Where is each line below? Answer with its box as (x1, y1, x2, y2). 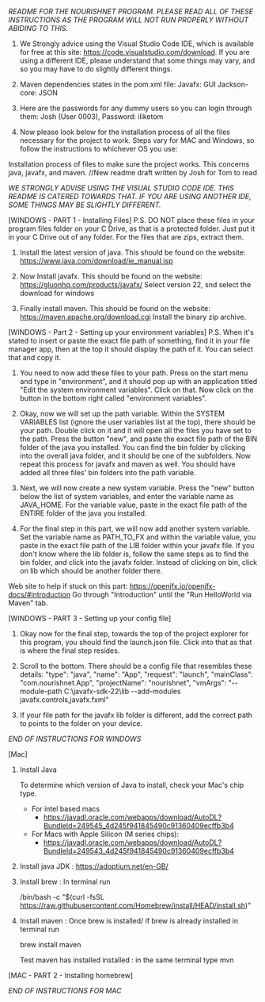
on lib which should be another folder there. (19, 566, 163, 575)
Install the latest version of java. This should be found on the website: (19, 248, 246, 257)
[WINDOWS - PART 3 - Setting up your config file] (8, 614, 172, 623)
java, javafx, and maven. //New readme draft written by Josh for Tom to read (8, 168, 257, 177)
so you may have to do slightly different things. (19, 64, 172, 74)
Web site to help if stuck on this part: (8, 582, 128, 590)
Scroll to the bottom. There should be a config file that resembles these (19, 662, 252, 670)
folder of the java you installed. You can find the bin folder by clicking (19, 443, 246, 451)
